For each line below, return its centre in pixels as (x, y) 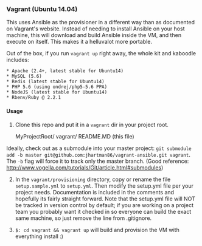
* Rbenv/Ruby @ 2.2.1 (34, 98)
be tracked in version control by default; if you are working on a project (104, 205)
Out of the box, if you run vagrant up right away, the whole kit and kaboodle (101, 53)
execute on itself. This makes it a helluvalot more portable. (79, 42)
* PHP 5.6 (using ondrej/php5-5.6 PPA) (57, 87)
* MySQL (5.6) (24, 77)
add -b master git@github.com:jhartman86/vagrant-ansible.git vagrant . (98, 154)
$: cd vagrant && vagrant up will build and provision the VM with (97, 230)
